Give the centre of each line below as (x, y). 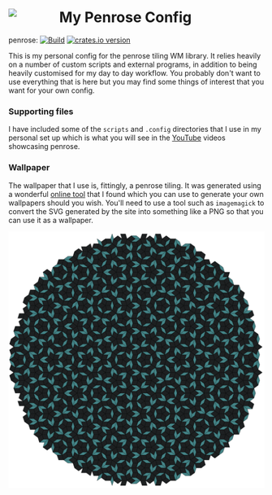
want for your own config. (52, 90)
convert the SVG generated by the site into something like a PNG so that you (136, 211)
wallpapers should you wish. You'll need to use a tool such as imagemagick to (136, 203)
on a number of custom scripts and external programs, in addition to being (133, 64)
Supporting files (41, 112)
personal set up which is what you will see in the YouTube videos (117, 138)
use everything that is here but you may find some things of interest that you (136, 81)
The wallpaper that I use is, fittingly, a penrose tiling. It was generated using (135, 185)
